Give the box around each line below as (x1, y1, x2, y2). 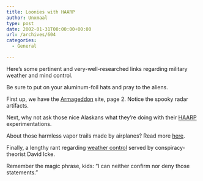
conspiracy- (155, 144, 185, 151)
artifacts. (6, 102, 29, 109)
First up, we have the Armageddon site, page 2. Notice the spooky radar (6, 95, 188, 103)
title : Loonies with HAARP (6, 9, 75, 15)
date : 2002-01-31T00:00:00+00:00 (6, 26, 92, 32)
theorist (6, 150, 26, 158)
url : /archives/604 (6, 32, 56, 38)
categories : (6, 37, 37, 43)
